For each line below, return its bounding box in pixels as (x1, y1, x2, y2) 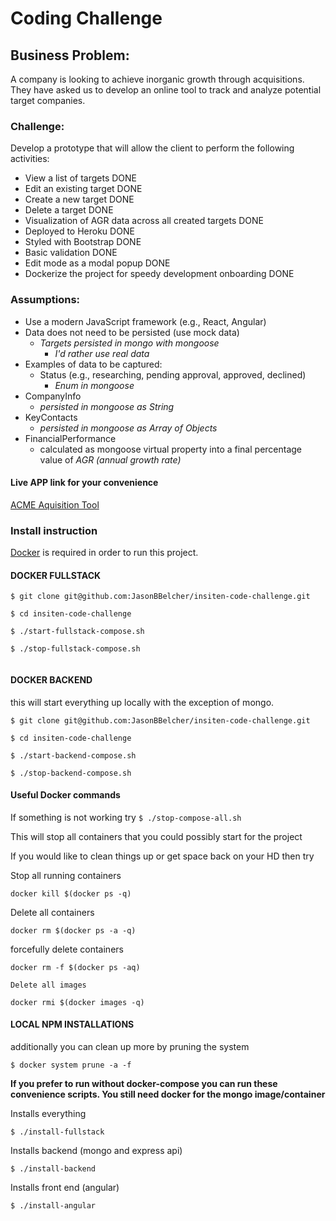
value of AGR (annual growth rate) (39, 453, 182, 466)
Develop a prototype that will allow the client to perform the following (10, 142, 295, 154)
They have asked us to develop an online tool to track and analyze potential (10, 84, 322, 96)
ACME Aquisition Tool (10, 498, 100, 511)
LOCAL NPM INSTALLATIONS (10, 1018, 135, 1031)
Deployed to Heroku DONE (24, 225, 135, 237)
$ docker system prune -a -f (10, 1060, 132, 1070)
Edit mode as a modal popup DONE (24, 257, 171, 269)
